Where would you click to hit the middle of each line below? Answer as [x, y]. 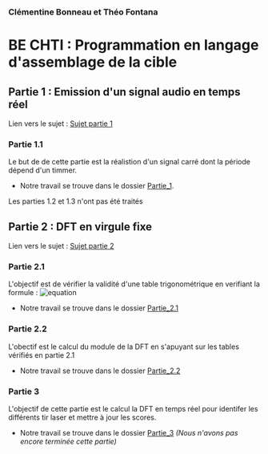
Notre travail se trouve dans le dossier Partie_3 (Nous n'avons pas [129, 432]
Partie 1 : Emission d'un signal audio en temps [125, 92]
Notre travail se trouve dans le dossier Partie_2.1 [99, 308]
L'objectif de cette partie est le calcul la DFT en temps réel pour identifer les [133, 408]
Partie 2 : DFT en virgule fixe [80, 227]
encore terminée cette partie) [68, 441]
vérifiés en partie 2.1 [42, 355]
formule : [23, 293]
